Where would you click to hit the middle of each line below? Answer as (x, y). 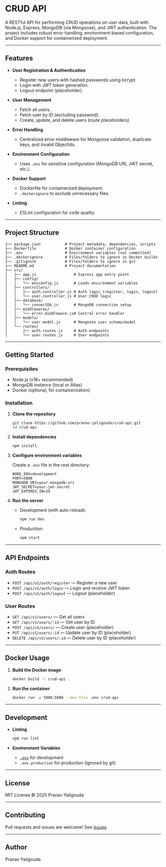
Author (16, 847)
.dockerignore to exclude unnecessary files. (64, 193)
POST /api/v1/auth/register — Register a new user (65, 582)
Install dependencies (34, 437)
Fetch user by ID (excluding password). (60, 115)
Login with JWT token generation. (54, 85)
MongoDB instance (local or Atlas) (47, 385)
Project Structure (32, 233)
